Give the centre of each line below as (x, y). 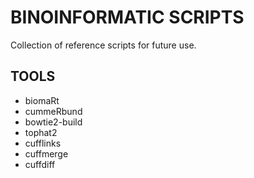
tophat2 (41, 132)
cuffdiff (40, 164)
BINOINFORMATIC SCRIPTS (127, 17)
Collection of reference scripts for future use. (103, 45)
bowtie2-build (53, 122)
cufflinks (43, 143)
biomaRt (42, 100)
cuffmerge (46, 153)
